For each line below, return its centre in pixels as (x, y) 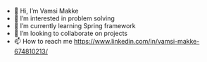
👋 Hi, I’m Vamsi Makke (46, 11)
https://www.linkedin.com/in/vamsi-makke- (137, 41)
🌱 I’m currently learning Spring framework (75, 26)
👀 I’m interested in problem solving (64, 18)
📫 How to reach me (43, 41)
